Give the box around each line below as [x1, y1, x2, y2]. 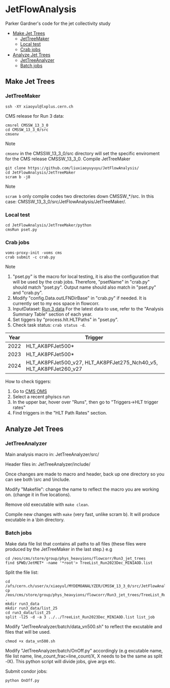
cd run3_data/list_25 [5, 610, 51, 615]
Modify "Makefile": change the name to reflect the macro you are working [5, 486, 159, 492]
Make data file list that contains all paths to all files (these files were [5, 541, 146, 547]
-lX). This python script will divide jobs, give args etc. [5, 659, 116, 665]
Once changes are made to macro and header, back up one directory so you [5, 471, 164, 477]
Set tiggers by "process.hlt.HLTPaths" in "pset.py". [12, 317, 119, 323]
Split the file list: [5, 569, 39, 575]
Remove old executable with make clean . [5, 501, 90, 507]
